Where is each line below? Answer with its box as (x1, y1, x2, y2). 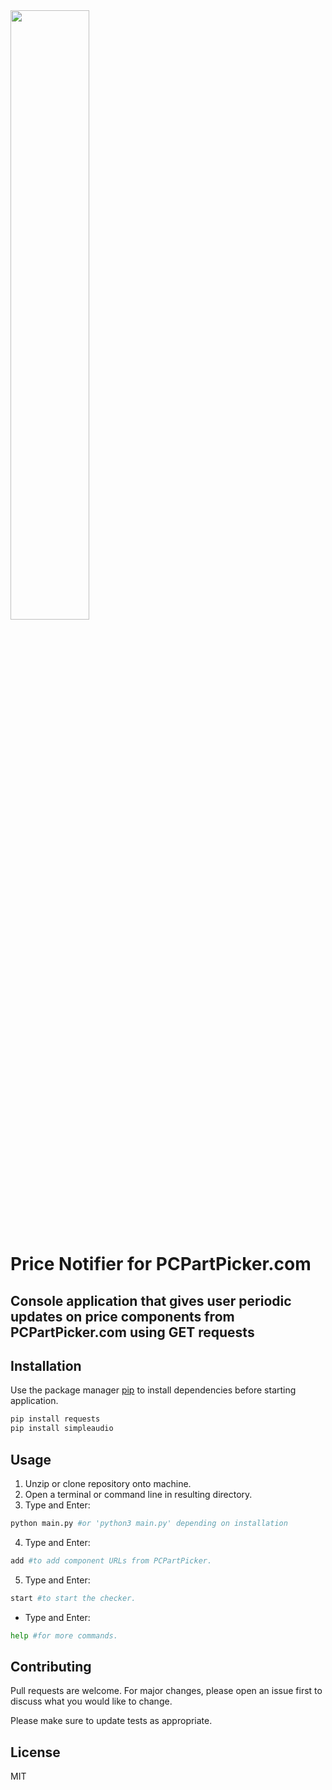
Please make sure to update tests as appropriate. (10, 1715, 213, 1727)
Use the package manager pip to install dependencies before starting (10, 1384, 297, 1396)
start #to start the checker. (10, 1593, 137, 1603)
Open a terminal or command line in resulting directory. (24, 1488, 253, 1500)
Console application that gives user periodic (10, 1292, 292, 1309)
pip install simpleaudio (10, 1424, 114, 1434)
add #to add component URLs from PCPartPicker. (10, 1555, 213, 1566)
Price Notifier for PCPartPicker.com (10, 1253, 312, 1276)
